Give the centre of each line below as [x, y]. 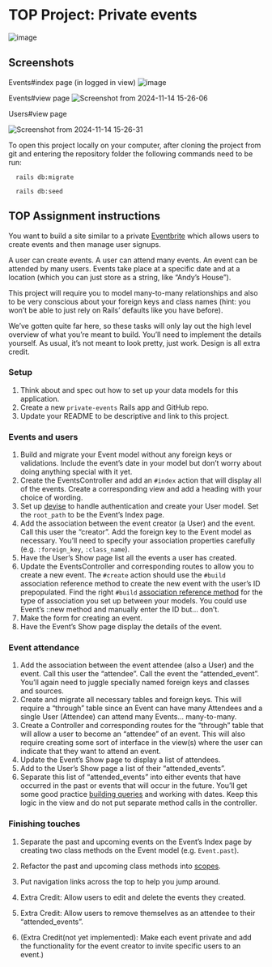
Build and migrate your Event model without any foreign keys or [126, 454]
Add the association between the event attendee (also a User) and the [137, 665]
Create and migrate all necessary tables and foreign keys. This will [131, 700]
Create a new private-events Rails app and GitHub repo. [114, 407]
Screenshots [41, 63]
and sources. [42, 691]
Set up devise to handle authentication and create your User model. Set [139, 506]
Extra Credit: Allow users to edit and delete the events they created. [133, 897]
